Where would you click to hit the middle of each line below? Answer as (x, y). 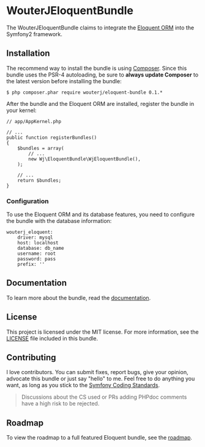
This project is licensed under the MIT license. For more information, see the (102, 332)
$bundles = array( (41, 148)
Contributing (31, 358)
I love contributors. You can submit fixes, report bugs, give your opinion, (97, 372)
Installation (28, 54)
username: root (37, 254)
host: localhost (38, 243)
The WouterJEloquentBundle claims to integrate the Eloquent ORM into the (100, 28)
